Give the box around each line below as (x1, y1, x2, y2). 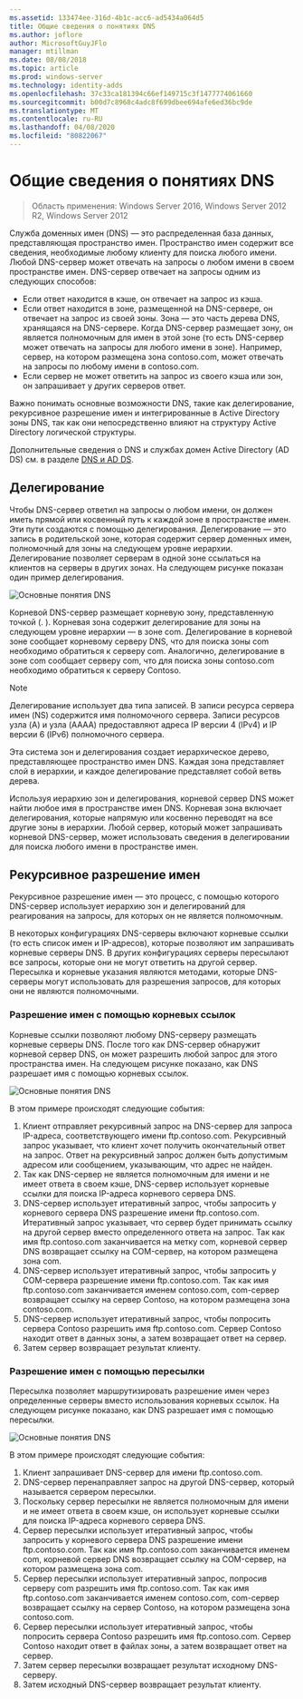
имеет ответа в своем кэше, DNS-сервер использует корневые (22, 1178, 270, 1189)
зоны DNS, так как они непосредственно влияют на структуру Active (9, 416, 277, 427)
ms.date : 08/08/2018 (9, 55, 88, 64)
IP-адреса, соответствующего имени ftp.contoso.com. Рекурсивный (22, 1130, 287, 1141)
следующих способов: (9, 276, 97, 287)
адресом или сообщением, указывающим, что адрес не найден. (22, 1158, 273, 1170)
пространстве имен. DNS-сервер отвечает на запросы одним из (9, 266, 260, 277)
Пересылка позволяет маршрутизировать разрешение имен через (9, 1385, 270, 1397)
